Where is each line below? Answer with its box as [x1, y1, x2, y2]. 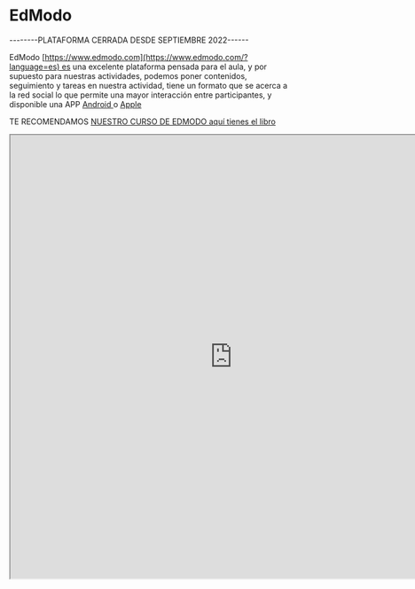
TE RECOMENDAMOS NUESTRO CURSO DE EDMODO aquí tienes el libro [9, 116, 277, 127]
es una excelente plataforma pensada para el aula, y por [61, 61, 268, 72]
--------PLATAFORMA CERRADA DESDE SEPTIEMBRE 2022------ [9, 35, 249, 45]
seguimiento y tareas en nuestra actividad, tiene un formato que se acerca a [9, 80, 288, 90]
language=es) [9, 61, 60, 72]
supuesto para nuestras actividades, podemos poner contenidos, [9, 70, 247, 81]
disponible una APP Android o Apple [9, 98, 142, 109]
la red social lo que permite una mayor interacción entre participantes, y [9, 90, 272, 100]
